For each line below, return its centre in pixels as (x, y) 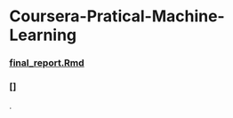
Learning (43, 35)
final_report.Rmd (47, 63)
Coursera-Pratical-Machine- (117, 16)
